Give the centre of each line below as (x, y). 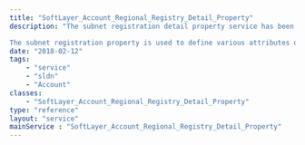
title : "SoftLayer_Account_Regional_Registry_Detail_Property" (132, 18)
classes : (26, 93)
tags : (20, 60)
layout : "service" (44, 119)
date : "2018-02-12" (46, 51)
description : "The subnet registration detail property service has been (152, 26)
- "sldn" (42, 77)
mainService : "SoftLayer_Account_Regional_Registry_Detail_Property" (146, 127)
